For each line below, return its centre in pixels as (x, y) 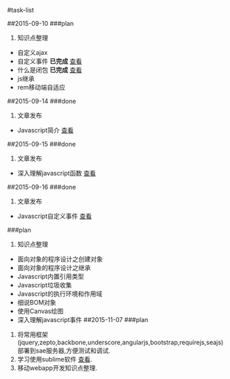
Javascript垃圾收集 (44, 285)
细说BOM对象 (37, 302)
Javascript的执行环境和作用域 (60, 294)
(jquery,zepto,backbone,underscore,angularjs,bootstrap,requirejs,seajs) (120, 342)
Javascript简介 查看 (46, 130)
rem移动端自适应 (41, 87)
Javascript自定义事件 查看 (55, 216)
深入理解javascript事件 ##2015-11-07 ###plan (83, 320)
